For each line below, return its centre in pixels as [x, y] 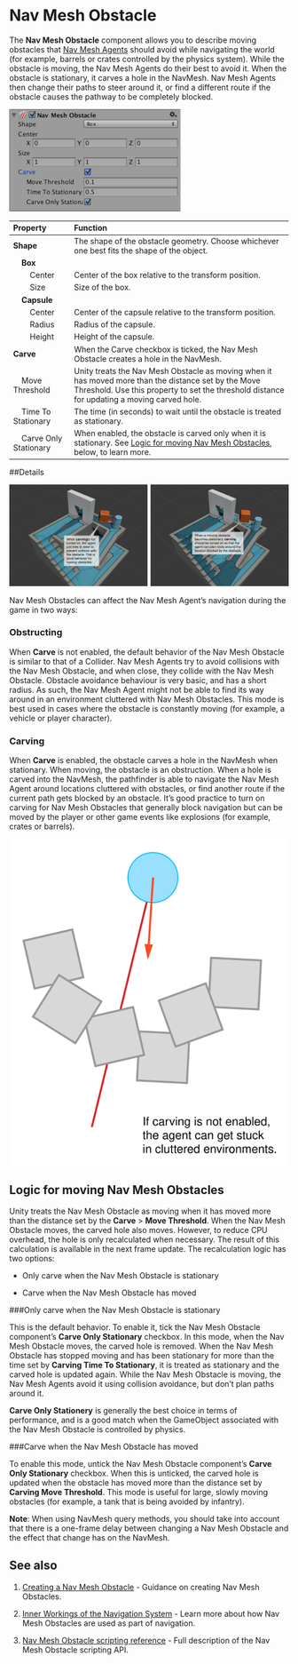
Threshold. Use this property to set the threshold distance [180, 390]
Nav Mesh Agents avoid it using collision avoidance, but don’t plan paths [142, 1384]
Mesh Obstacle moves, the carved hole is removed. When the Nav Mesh [141, 1346]
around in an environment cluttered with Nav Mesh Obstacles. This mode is [147, 699]
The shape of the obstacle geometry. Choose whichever [176, 241]
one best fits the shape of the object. [141, 251]
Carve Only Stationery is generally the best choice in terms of [123, 1411]
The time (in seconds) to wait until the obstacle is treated [178, 412]
